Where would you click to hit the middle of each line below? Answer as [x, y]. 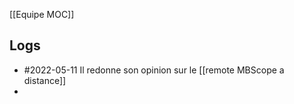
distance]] [45, 80]
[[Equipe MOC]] [42, 14]
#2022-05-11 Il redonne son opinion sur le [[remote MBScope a [154, 70]
